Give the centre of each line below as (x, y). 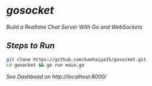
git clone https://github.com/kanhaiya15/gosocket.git (76, 59)
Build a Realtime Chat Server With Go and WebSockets (74, 27)
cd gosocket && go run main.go (45, 65)
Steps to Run (31, 46)
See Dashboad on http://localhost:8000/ (56, 76)
